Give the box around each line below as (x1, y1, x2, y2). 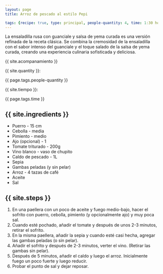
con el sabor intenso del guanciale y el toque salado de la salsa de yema (5, 44, 150, 50)
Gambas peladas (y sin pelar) (12, 164, 71, 170)
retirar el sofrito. (12, 227, 45, 233)
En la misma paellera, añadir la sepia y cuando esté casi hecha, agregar (12, 232, 156, 238)
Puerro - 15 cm (12, 123, 42, 129)
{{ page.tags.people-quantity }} (5, 77, 68, 83)
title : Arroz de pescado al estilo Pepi (5, 12, 88, 16)
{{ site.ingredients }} (5, 110, 69, 118)
